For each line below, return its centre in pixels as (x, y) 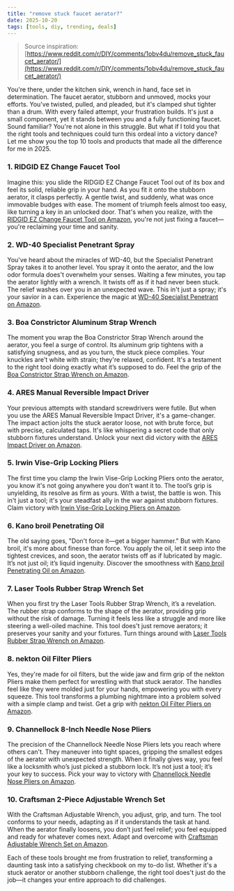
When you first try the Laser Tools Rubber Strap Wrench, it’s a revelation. (112, 604)
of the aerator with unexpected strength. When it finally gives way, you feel (115, 759)
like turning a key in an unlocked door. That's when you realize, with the (110, 212)
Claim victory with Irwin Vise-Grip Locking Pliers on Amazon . (95, 508)
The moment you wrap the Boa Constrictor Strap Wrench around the (106, 337)
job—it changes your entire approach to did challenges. (87, 880)
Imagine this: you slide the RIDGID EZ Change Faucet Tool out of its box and (116, 182)
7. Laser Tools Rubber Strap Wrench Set (76, 588)
